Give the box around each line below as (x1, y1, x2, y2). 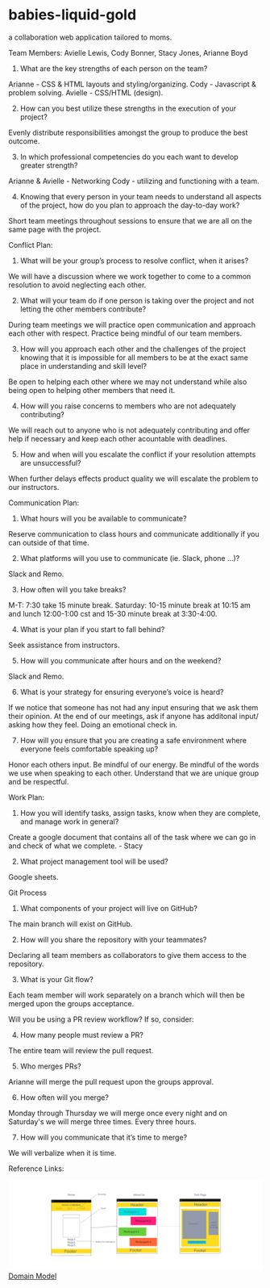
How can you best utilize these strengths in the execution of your (19, 103, 236, 113)
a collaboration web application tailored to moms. (8, 32, 172, 42)
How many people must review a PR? (19, 1030, 143, 1039)
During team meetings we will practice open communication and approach (8, 320, 256, 329)
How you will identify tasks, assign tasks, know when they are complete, (19, 808, 261, 818)
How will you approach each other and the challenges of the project (19, 344, 246, 353)
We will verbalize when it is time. (8, 1148, 117, 1157)
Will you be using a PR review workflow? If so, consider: (8, 1014, 194, 1024)
